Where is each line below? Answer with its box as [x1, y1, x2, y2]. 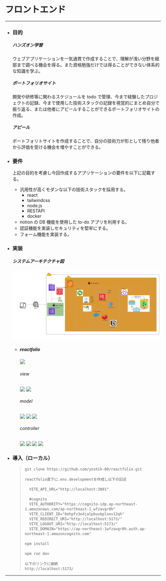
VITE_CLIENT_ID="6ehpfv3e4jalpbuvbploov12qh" [29, 512, 124, 517]
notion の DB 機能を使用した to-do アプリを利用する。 [19, 219, 130, 225]
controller [19, 426, 40, 432]
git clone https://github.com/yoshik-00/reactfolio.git [24, 467, 142, 472]
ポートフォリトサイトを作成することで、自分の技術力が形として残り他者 [12, 138, 160, 144]
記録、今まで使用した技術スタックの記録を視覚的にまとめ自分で [29, 99, 160, 106]
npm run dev [24, 551, 49, 556]
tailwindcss [27, 197, 50, 203]
